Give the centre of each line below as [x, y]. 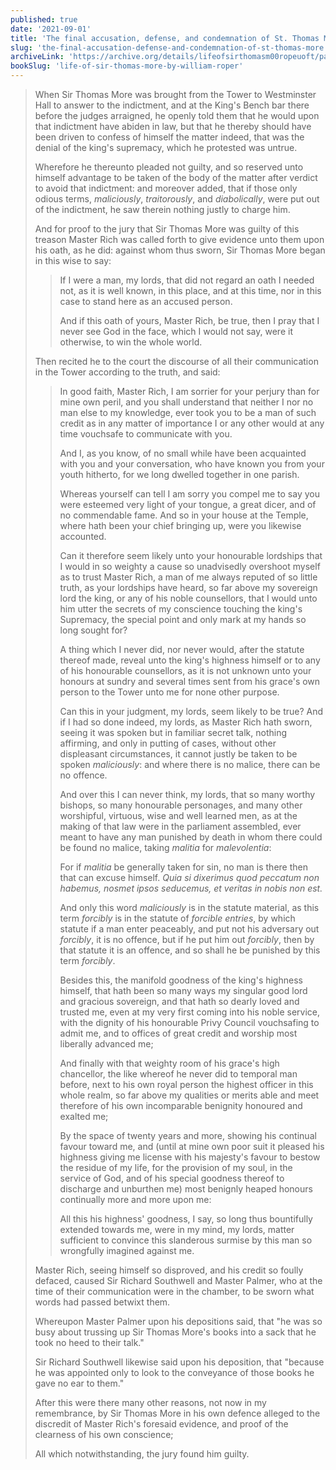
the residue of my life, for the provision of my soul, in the [176, 1167]
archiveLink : [37, 57]
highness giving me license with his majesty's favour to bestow [190, 1157]
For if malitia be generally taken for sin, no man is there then [183, 867]
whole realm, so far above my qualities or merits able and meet [189, 1095]
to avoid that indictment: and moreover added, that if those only [166, 188]
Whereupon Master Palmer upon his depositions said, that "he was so [178, 1321]
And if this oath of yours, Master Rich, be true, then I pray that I [189, 320]
